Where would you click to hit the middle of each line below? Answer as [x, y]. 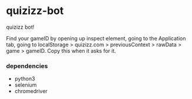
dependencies [27, 66]
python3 [25, 79]
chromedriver [31, 91]
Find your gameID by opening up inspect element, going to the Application [96, 38]
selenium [26, 85]
